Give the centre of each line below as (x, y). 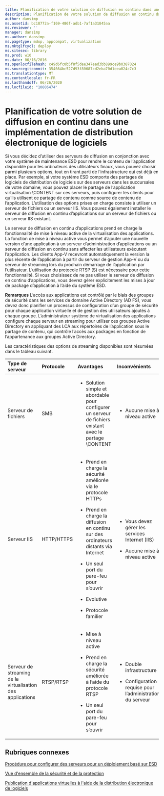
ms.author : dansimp (25, 37)
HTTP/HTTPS (57, 539)
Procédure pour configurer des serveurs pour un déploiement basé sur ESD (81, 764)
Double (133, 664)
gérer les (135, 528)
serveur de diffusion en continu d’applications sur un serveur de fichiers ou (81, 213)
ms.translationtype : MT (29, 74)
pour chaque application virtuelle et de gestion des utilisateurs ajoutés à (78, 311)
